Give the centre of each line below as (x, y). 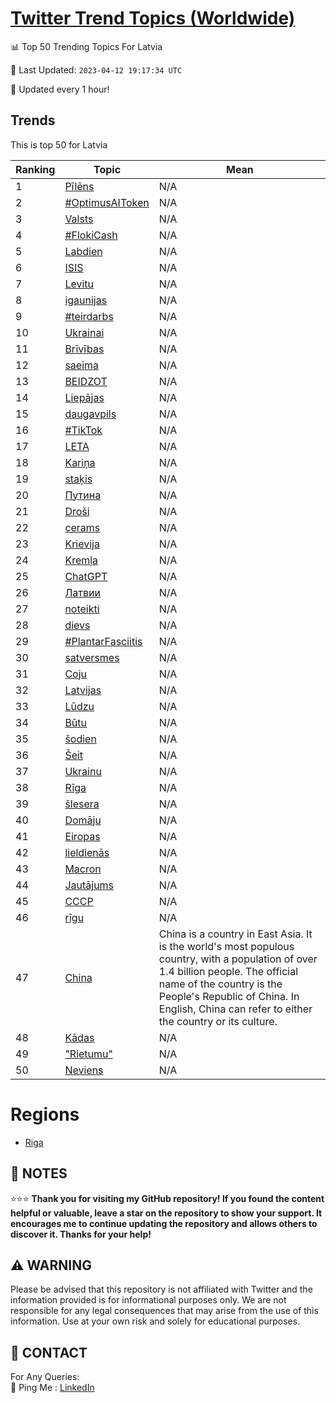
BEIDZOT (86, 381)
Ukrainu (83, 771)
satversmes (92, 657)
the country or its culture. (218, 1021)
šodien (80, 739)
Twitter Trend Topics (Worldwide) (153, 18)
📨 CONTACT (49, 1352)
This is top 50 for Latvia (59, 144)
